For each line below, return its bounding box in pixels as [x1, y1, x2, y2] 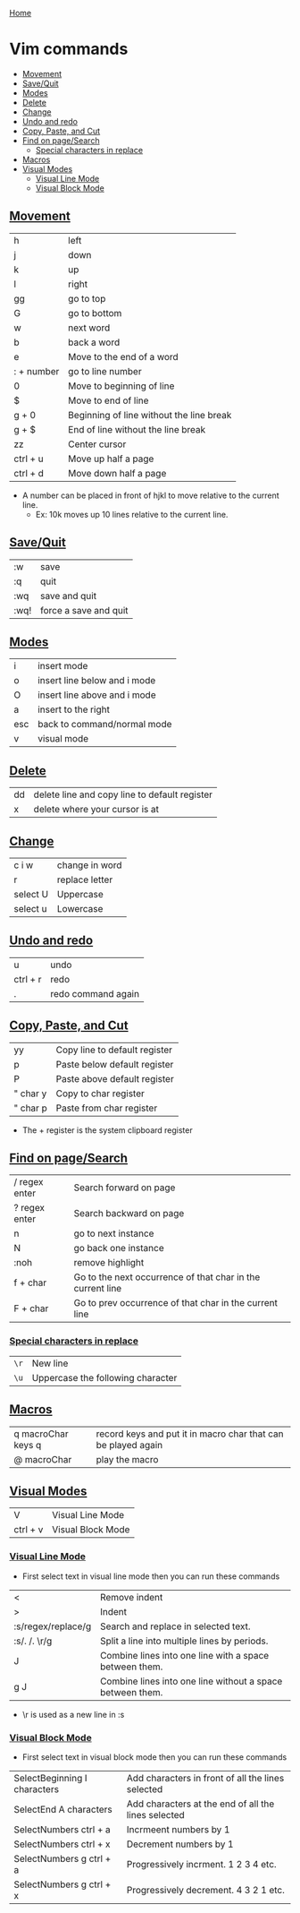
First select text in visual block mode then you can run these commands [21, 1751, 287, 1763]
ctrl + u [13, 452, 44, 465]
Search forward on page [73, 1181, 176, 1194]
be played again [96, 1438, 163, 1451]
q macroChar [13, 1428, 69, 1440]
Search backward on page [73, 1207, 185, 1220]
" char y [13, 1087, 47, 1100]
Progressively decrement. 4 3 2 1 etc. [126, 1883, 286, 1896]
